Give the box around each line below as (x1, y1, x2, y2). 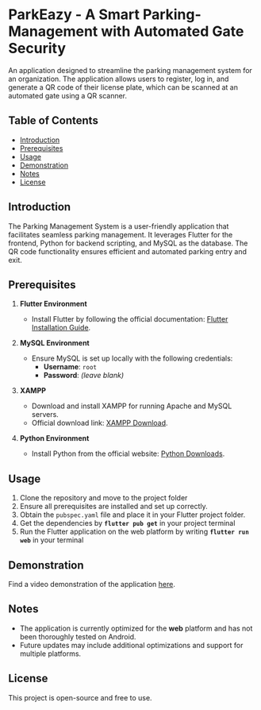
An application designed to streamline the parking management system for (8, 65, 252, 75)
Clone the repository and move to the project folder (19, 493, 188, 503)
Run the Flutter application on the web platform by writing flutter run (19, 527, 250, 537)
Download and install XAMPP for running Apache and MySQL (31, 401, 232, 411)
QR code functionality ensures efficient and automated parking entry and (8, 246, 248, 256)
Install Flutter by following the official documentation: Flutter (31, 314, 228, 324)
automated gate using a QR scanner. (8, 91, 128, 100)
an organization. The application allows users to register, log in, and (8, 74, 229, 83)
